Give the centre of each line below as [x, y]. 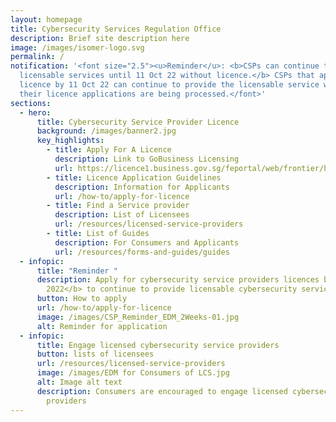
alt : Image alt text [79, 382]
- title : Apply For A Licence [109, 150]
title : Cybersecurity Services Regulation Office [116, 29]
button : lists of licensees [95, 354]
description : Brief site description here [100, 38]
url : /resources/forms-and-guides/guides [142, 252]
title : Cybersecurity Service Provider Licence [138, 122]
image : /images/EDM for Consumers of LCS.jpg [133, 373]
